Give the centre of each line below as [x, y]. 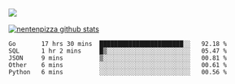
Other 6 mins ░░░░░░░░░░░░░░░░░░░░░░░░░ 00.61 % [118, 65]
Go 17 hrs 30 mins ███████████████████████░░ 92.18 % [118, 44]
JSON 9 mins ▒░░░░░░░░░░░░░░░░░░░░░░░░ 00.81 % [118, 58]
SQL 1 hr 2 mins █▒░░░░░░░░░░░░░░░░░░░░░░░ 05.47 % [118, 51]
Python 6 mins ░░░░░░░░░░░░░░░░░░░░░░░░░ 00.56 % [118, 73]
